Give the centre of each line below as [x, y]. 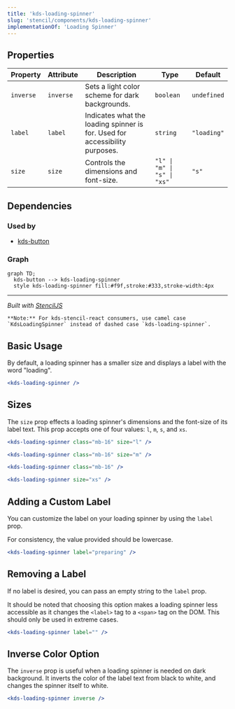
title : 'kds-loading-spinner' [51, 14]
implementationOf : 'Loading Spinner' [62, 27]
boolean [168, 96]
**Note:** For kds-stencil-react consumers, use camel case [97, 318]
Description [117, 75]
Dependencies [40, 206]
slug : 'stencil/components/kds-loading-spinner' [79, 20]
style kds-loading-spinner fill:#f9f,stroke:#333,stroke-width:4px [114, 286]
